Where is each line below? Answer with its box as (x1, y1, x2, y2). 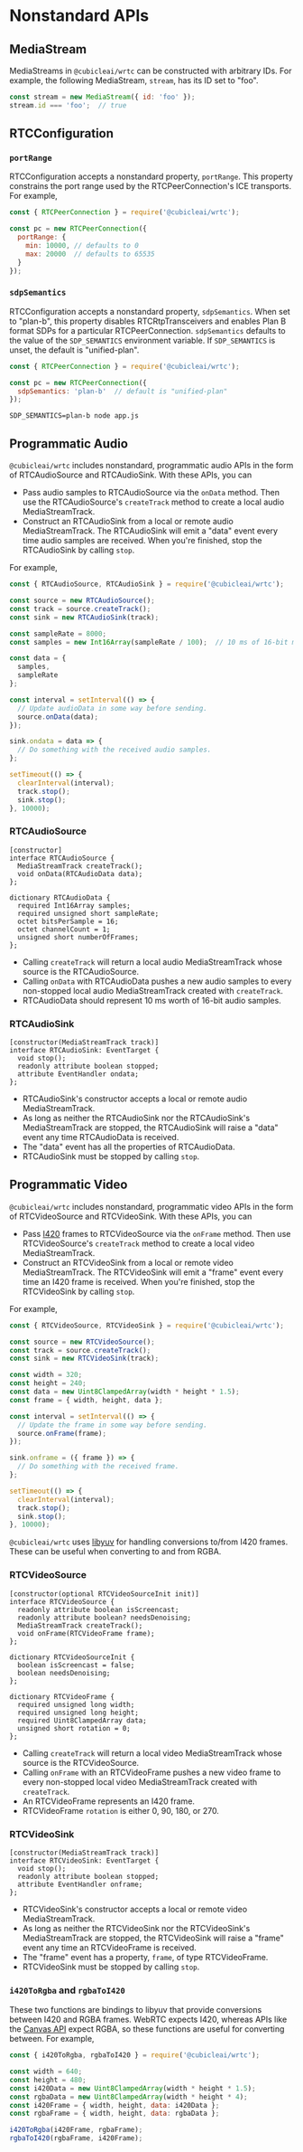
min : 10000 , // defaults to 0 (25, 241, 140, 250)
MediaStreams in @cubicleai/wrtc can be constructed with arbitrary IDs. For (9, 65, 292, 76)
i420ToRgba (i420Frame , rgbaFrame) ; (9, 2126, 143, 2135)
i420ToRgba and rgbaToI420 (9, 1984, 126, 1996)
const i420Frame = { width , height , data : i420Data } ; (9, 2100, 220, 2110)
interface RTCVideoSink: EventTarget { (9, 1855, 160, 1865)
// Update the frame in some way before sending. (17, 1421, 207, 1430)
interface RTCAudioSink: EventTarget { (9, 1046, 160, 1055)
